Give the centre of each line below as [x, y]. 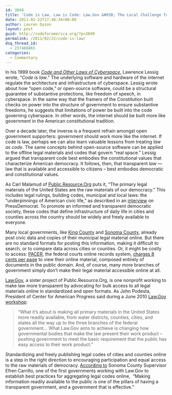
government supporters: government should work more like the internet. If [84, 137]
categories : [18, 53]
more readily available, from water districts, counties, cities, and [85, 317]
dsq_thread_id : [21, 43]
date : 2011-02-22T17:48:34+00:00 [41, 19]
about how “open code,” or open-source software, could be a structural [81, 89]
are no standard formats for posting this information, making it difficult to [82, 243]
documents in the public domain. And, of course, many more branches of [82, 265]
